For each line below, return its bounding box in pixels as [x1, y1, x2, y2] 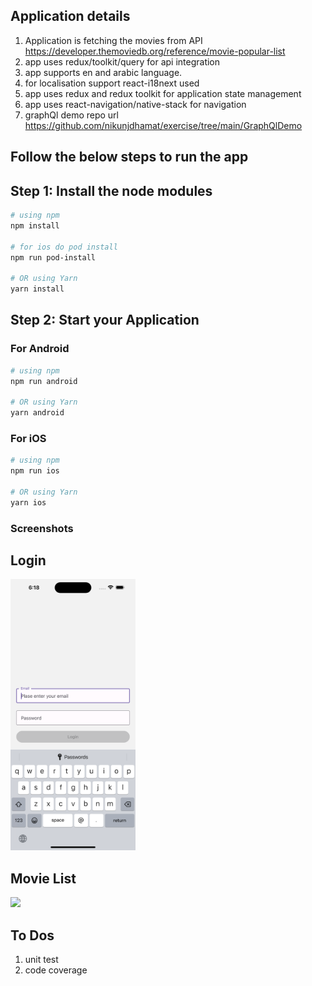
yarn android [10, 408, 65, 418]
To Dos [10, 927, 55, 944]
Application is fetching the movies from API [24, 34, 203, 46]
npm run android [10, 376, 78, 386]
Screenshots [10, 521, 74, 535]
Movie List [10, 870, 77, 887]
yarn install [10, 284, 65, 294]
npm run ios [10, 466, 60, 476]
